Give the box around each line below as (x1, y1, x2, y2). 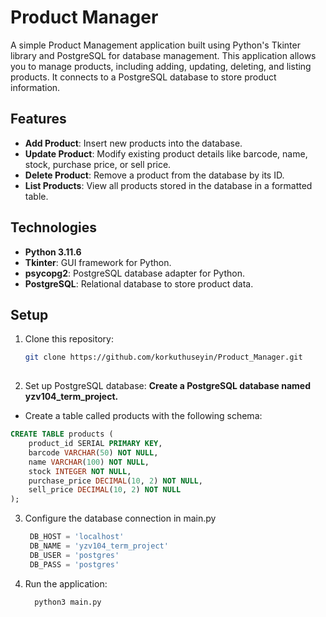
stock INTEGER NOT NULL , (28, 466, 132, 476)
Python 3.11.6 (24, 246, 82, 258)
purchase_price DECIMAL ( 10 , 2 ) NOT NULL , (28, 476, 203, 486)
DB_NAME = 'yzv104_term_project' (29, 541, 169, 551)
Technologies (10, 219, 98, 236)
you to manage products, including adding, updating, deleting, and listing (10, 60, 312, 72)
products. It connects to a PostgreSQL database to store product (10, 71, 277, 83)
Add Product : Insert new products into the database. (24, 137, 243, 149)
